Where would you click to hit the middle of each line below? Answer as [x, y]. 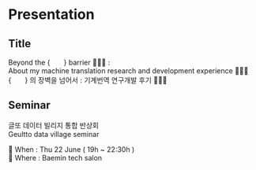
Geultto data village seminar [54, 134]
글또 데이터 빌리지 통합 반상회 [54, 125]
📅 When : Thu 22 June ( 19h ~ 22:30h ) [72, 149]
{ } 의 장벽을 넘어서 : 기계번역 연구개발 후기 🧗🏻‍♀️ [88, 80]
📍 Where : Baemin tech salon [55, 157]
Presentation [51, 15]
